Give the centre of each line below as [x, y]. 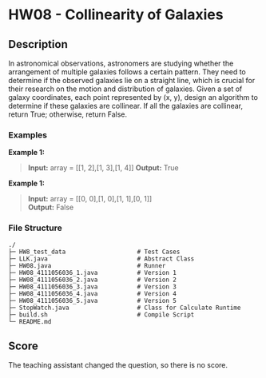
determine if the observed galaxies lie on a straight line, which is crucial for [132, 80]
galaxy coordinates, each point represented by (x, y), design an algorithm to [133, 97]
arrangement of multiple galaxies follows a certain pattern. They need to [127, 72]
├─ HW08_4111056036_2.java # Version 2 [93, 280]
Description [38, 44]
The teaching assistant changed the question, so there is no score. [118, 365]
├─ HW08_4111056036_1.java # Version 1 [93, 273]
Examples [28, 135]
